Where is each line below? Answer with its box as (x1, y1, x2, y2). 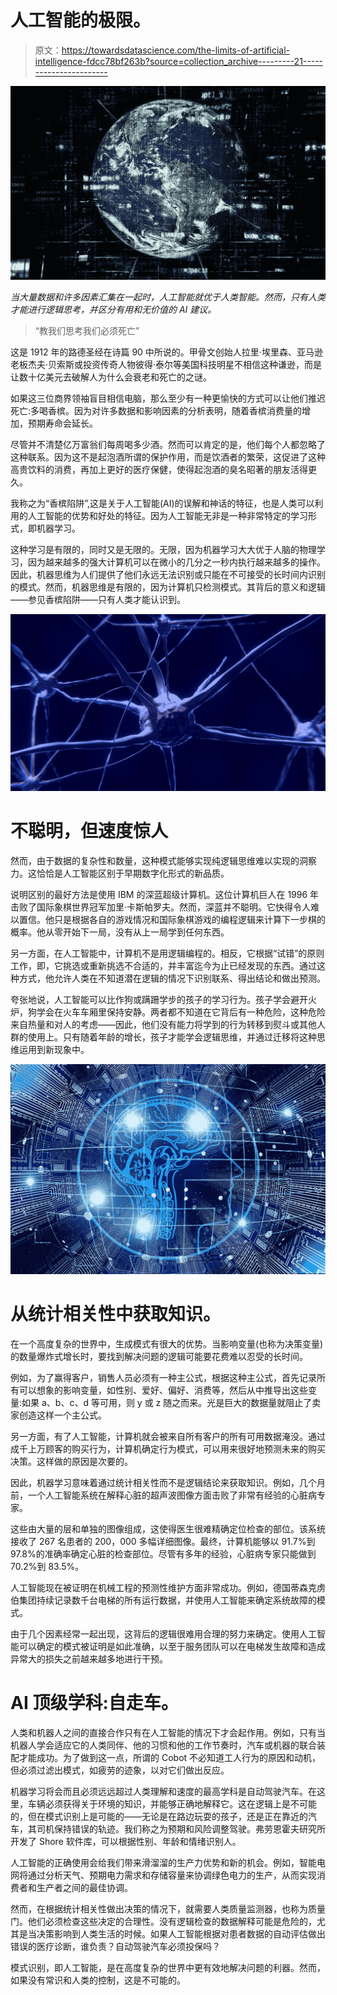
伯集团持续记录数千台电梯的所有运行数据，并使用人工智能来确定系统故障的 (10, 1594, 317, 1606)
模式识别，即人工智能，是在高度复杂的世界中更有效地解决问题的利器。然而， (10, 1961, 326, 1973)
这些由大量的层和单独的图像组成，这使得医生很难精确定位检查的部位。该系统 (10, 1522, 326, 1535)
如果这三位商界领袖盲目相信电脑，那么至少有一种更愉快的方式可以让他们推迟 (10, 392, 326, 404)
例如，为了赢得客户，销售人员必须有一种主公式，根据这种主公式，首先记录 (10, 1371, 317, 1383)
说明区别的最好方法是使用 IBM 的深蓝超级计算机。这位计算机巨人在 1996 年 (10, 888, 320, 900)
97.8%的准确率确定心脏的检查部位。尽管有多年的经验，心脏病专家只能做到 (10, 1547, 317, 1560)
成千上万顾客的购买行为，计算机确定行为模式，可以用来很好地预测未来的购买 (10, 1442, 326, 1455)
